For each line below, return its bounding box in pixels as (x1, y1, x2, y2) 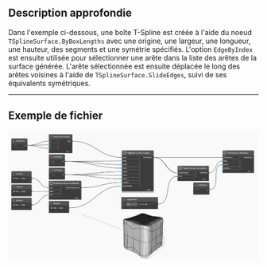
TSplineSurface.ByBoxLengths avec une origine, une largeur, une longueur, (8, 36, 251, 45)
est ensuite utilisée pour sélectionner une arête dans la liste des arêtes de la (8, 53, 257, 62)
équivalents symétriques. (8, 78, 91, 88)
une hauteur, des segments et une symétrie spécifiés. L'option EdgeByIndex (8, 44, 253, 54)
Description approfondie (8, 6, 133, 20)
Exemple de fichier (8, 109, 103, 123)
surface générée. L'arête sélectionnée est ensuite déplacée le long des (8, 61, 241, 71)
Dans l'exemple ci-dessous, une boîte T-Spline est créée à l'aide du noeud (8, 27, 252, 37)
